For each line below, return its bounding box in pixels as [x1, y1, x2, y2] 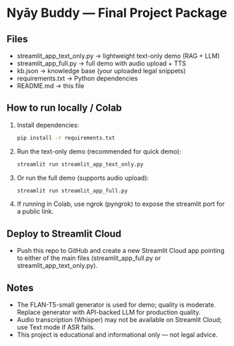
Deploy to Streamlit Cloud [6, 228, 122, 240]
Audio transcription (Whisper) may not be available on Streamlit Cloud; [16, 316, 222, 324]
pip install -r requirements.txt [16, 134, 116, 142]
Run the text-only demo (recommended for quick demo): [16, 147, 181, 156]
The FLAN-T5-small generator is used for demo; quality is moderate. [16, 301, 216, 309]
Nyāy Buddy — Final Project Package [6, 5, 228, 21]
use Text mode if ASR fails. [16, 323, 96, 332]
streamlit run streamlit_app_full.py [16, 187, 128, 194]
